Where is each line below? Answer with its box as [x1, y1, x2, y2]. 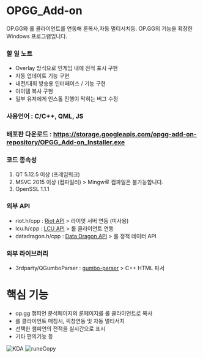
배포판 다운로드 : [6, 130, 52, 139]
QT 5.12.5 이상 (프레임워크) [15, 171, 81, 178]
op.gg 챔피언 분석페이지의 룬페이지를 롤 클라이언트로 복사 [15, 309, 153, 317]
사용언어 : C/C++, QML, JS [6, 112, 84, 120]
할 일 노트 [6, 49, 32, 58]
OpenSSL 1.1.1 [15, 185, 50, 193]
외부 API [6, 202, 31, 211]
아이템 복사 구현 [15, 87, 53, 95]
